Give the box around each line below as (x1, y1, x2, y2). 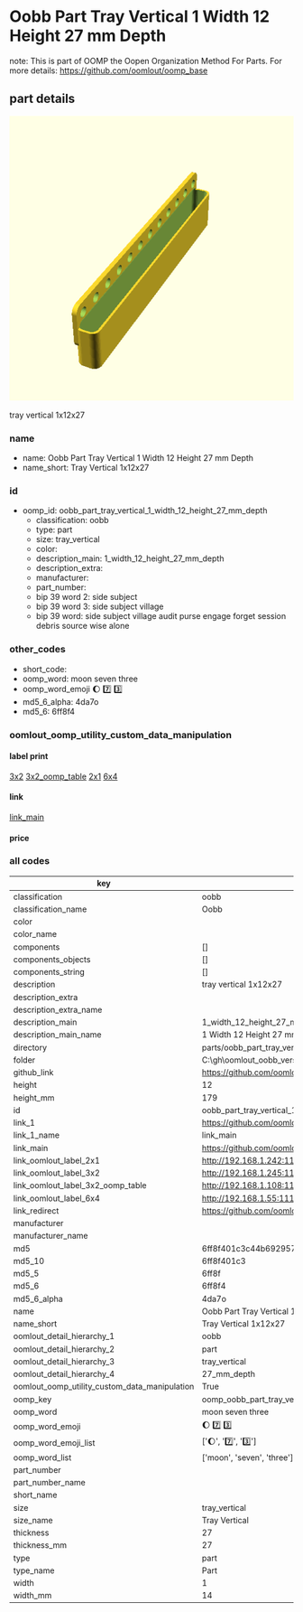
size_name (13, 1514, 53, 1525)
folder (13, 1054, 36, 1065)
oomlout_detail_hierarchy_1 (13, 1331, 115, 1342)
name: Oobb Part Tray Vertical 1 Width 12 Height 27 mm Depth (22, 453, 254, 464)
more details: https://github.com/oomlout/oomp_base (9, 65, 208, 76)
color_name (13, 929, 57, 940)
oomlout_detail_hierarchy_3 (13, 1355, 115, 1366)
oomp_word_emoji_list (13, 1437, 96, 1448)
